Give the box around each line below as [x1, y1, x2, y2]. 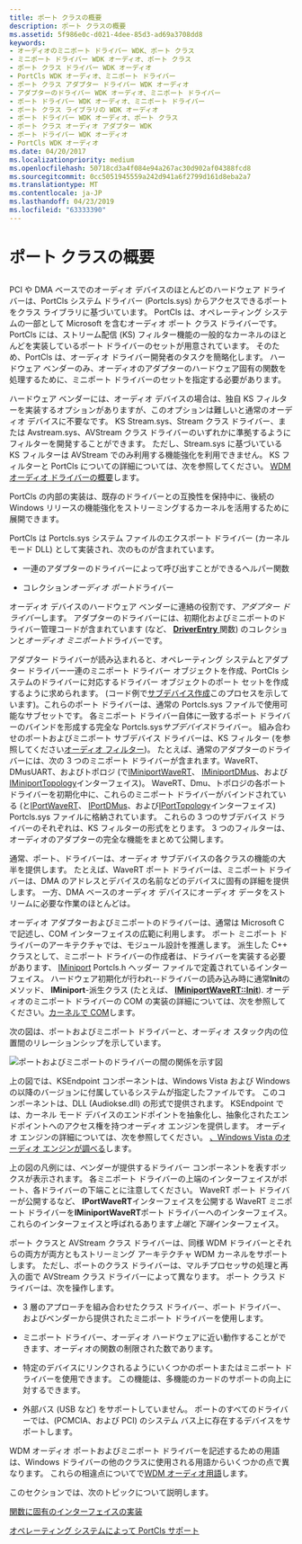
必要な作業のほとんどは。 [40, 898, 136, 909]
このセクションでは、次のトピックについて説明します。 [9, 1487, 214, 1498]
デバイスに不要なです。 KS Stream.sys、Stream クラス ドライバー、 [26, 415, 279, 427]
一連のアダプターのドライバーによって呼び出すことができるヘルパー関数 [22, 563, 290, 574]
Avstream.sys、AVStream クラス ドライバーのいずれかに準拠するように [26, 427, 292, 438]
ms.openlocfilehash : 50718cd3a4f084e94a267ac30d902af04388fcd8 [9, 164, 252, 173]
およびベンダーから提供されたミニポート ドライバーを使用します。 [22, 1313, 269, 1324]
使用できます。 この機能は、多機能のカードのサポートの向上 [61, 1373, 285, 1385]
